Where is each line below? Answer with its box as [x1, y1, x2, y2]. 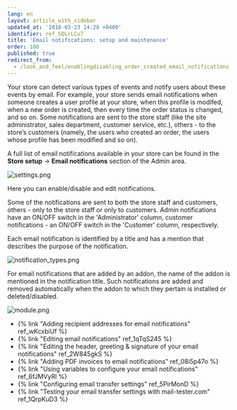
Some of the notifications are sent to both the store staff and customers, [7, 198, 218, 206]
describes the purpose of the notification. [7, 242, 129, 250]
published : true [7, 50, 55, 57]
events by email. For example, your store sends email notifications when [7, 90, 218, 99]
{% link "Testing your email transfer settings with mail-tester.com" [17, 387, 211, 396]
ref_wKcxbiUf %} [17, 327, 68, 336]
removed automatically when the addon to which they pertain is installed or [7, 284, 226, 293]
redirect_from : [7, 57, 52, 64]
